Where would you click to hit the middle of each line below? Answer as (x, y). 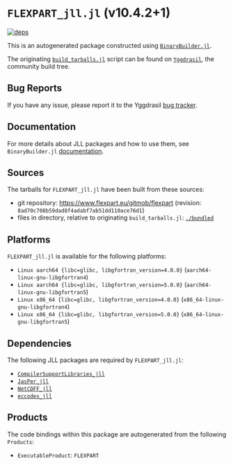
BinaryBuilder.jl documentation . (56, 151)
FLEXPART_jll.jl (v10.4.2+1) (89, 13)
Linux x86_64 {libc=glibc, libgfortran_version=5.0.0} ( (101, 314)
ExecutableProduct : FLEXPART (58, 455)
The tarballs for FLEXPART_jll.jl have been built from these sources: (106, 190)
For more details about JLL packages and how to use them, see (98, 143)
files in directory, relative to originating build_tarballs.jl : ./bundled (115, 218)
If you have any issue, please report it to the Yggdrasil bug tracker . (102, 105)
